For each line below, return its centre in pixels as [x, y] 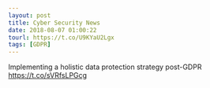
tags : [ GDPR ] [30, 45]
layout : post [30, 15]
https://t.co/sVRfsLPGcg [48, 75]
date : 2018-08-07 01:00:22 [52, 30]
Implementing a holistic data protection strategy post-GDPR [105, 67]
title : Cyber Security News [54, 23]
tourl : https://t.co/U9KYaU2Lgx [61, 37]
